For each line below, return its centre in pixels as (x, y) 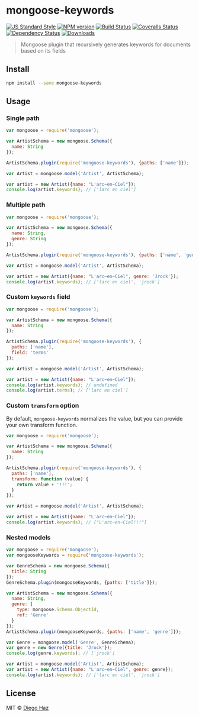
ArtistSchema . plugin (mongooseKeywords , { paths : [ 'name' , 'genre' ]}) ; (94, 632)
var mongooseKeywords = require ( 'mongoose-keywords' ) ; (75, 555)
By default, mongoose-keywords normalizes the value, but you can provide (94, 418)
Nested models (28, 537)
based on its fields (43, 50)
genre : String (29, 239)
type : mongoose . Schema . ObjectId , (58, 610)
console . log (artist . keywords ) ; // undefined (62, 385)
